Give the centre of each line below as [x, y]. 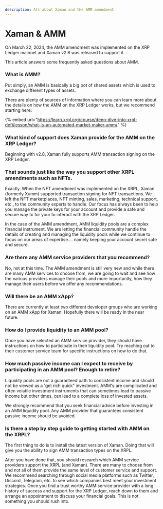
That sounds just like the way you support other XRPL [70, 172]
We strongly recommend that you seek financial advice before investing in [80, 405]
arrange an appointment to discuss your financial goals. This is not [72, 496]
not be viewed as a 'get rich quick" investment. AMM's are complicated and [81, 386]
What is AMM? [23, 75]
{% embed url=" [21, 120]
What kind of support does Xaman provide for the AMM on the [80, 137]
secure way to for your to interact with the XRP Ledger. [60, 215]
